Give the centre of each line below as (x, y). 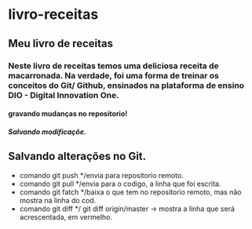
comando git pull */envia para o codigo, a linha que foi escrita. (120, 184)
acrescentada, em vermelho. (66, 216)
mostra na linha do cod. (58, 200)
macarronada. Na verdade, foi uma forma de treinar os (114, 75)
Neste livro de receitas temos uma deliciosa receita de (113, 66)
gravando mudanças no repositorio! (68, 114)
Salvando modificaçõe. (47, 132)
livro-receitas (53, 15)
